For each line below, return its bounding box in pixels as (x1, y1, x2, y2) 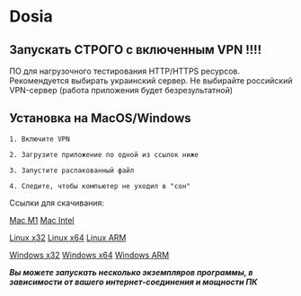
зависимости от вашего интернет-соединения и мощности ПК (9, 276, 258, 287)
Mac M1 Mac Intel (9, 214, 75, 225)
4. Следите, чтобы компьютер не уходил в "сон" (9, 181, 191, 190)
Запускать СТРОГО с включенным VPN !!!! (9, 42, 262, 57)
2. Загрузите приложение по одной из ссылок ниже (9, 150, 199, 159)
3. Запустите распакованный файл (9, 166, 135, 175)
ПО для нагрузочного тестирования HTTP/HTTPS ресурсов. (9, 65, 241, 76)
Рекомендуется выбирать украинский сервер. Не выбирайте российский (9, 75, 293, 86)
